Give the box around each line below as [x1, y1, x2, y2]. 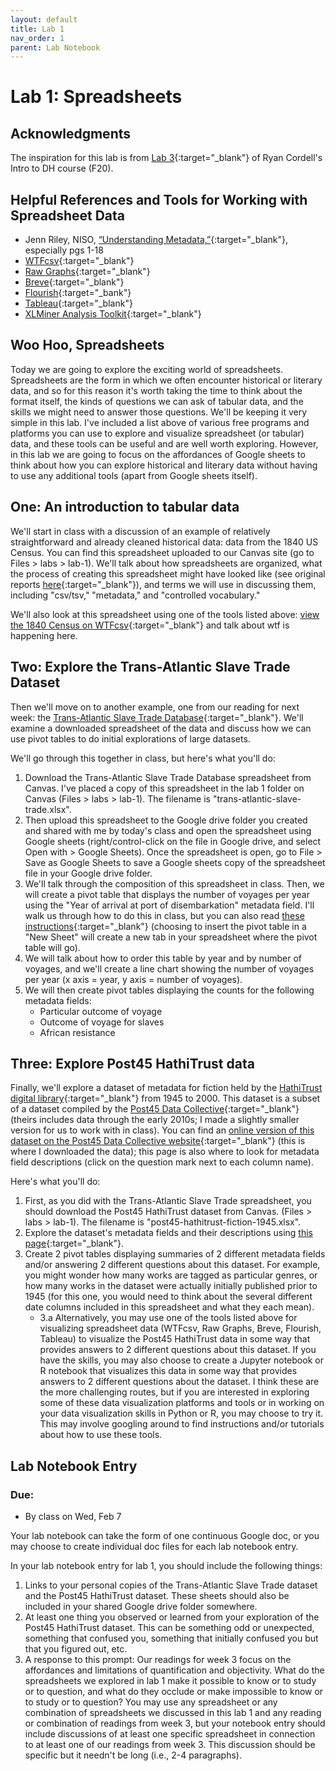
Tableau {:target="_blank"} [24, 297, 133, 310]
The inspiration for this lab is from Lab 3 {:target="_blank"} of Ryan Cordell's [10, 152, 323, 164]
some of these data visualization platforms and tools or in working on [39, 1397, 325, 1409]
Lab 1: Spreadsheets [10, 86, 183, 108]
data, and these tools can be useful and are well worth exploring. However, [10, 437, 319, 450]
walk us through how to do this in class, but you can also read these [24, 909, 305, 921]
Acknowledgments [10, 125, 132, 142]
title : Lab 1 [10, 24, 65, 34]
